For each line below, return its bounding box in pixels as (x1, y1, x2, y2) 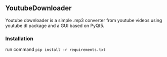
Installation (5, 35, 34, 42)
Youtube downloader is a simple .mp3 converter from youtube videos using (5, 17, 162, 23)
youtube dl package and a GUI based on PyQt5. (5, 22, 105, 28)
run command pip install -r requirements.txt (5, 46, 106, 52)
